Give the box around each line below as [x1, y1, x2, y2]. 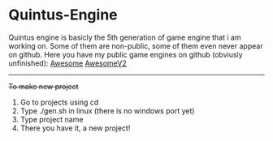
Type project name [19, 114, 84, 124]
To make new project [8, 81, 79, 91]
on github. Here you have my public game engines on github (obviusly [8, 49, 243, 59]
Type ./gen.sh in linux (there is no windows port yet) [19, 105, 195, 115]
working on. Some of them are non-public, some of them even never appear [8, 41, 263, 50]
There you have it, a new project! [19, 123, 131, 133]
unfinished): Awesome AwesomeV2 [8, 58, 128, 68]
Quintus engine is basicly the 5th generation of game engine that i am [8, 32, 241, 42]
